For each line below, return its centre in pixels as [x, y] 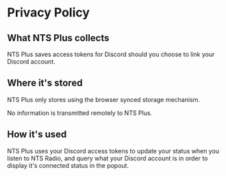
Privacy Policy [49, 13]
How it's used [37, 135]
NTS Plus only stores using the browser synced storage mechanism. [104, 99]
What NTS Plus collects [58, 38]
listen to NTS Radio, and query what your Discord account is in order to [108, 158]
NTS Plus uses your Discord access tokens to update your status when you [113, 151]
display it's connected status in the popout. [68, 165]
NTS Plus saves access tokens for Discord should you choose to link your [111, 54]
